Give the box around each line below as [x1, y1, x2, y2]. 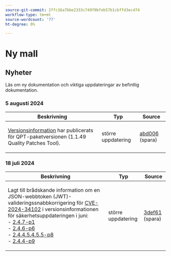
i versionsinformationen [42, 206, 99, 213]
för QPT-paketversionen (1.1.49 [8, 133, 87, 140]
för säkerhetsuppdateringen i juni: [8, 212, 89, 219]
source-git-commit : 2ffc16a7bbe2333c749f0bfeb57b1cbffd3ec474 [5, 7, 140, 13]
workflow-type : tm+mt [5, 12, 51, 17]
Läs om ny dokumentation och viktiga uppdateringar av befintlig [5, 82, 139, 88]
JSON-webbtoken [8, 193, 52, 200]
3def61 [144, 209, 162, 216]
